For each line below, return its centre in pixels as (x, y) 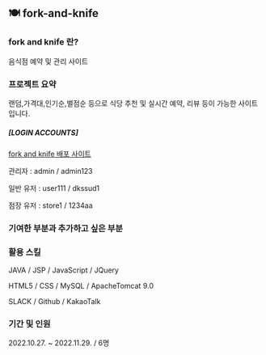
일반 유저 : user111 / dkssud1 (54, 188)
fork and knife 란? (44, 42)
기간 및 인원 (30, 324)
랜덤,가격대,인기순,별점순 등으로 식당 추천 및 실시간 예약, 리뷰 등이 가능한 (122, 103)
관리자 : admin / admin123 (51, 171)
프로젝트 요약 (32, 84)
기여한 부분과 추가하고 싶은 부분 (66, 228)
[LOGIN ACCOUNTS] (44, 133)
